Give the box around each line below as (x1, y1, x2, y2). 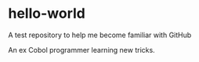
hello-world (8, 5, 86, 22)
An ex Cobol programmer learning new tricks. (8, 45, 155, 54)
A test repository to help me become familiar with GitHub (8, 30, 192, 40)
